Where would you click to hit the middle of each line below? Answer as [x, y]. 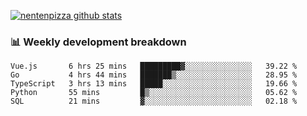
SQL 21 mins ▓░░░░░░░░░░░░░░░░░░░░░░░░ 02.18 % [154, 101]
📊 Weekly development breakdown [98, 42]
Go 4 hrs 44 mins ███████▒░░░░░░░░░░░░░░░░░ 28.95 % [154, 75]
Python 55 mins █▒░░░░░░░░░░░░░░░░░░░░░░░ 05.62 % [154, 93]
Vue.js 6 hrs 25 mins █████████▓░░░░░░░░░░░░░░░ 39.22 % [154, 66]
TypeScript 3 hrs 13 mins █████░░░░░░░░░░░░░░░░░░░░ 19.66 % [154, 84]
